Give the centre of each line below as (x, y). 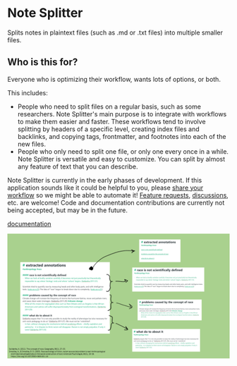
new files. (31, 144)
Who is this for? (43, 62)
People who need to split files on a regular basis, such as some (109, 106)
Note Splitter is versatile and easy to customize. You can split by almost (121, 159)
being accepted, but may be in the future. (68, 210)
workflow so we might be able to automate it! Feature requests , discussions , (118, 195)
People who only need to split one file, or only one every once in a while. (123, 151)
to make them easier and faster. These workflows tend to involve (111, 121)
